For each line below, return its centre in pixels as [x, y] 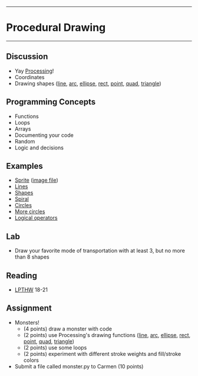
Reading [22, 275]
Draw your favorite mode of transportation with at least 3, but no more [100, 251]
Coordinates [29, 77]
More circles [30, 212]
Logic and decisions [39, 148]
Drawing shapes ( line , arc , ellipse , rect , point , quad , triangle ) [88, 83]
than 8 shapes [32, 257]
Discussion [27, 57]
